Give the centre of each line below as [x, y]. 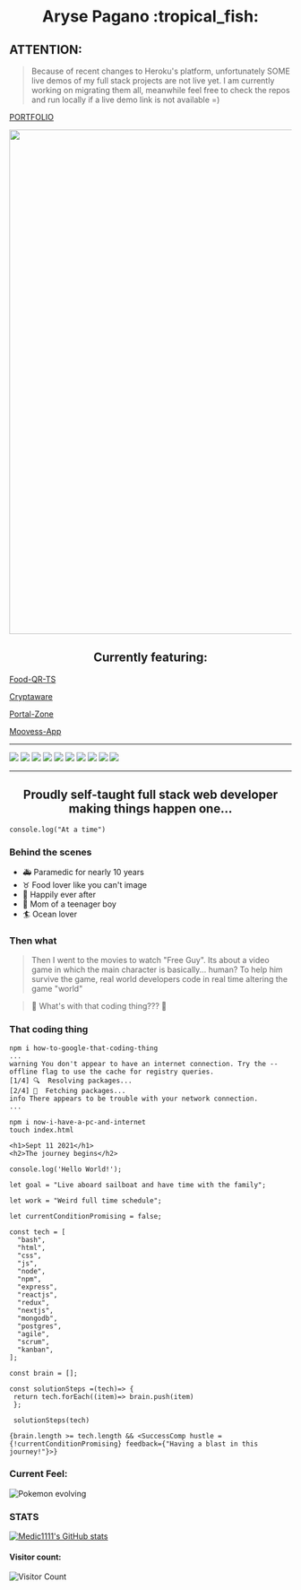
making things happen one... [150, 809]
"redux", [34, 1302]
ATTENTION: [46, 50]
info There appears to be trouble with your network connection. [133, 1099]
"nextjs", [35, 1310]
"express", [38, 1287]
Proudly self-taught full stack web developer [150, 795]
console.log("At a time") [57, 830]
